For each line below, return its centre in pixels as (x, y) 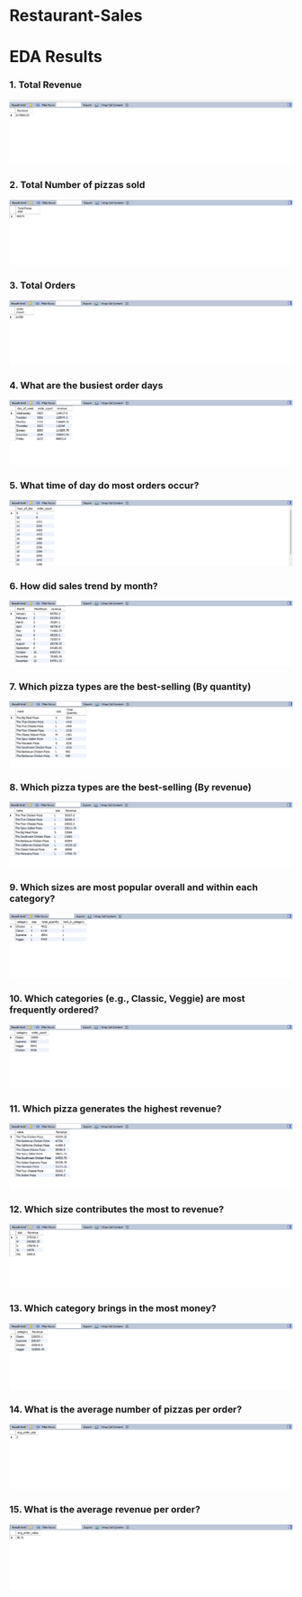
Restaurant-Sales (76, 16)
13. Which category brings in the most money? (113, 1308)
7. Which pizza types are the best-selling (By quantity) (130, 686)
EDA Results (56, 57)
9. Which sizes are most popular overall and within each (134, 888)
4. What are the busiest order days (86, 385)
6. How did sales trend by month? (84, 586)
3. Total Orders (43, 285)
